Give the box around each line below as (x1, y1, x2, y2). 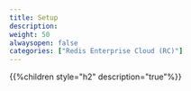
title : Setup (9, 13, 59, 23)
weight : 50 (9, 30, 50, 39)
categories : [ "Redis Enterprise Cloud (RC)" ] (9, 47, 183, 56)
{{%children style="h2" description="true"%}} (9, 71, 182, 82)
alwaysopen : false (9, 38, 78, 48)
